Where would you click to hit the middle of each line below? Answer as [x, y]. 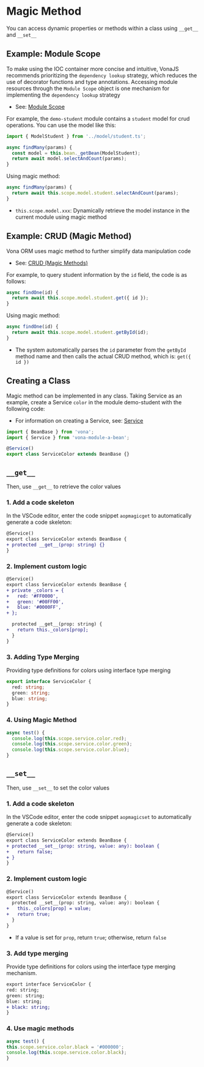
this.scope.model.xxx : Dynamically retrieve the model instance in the [102, 210]
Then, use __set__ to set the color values [58, 788]
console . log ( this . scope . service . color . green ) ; [72, 744]
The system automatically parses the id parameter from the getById [100, 350]
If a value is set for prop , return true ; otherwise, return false [91, 937]
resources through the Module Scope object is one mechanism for [88, 88]
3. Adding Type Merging [43, 657]
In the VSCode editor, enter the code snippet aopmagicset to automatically [99, 817]
